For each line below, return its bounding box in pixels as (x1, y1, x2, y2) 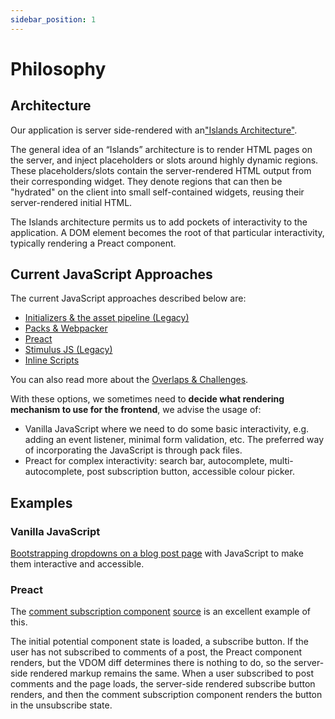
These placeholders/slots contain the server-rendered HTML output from (10, 164, 312, 176)
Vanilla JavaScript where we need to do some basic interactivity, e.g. (24, 423, 310, 435)
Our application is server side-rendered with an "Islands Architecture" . (10, 124, 298, 136)
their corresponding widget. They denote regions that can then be (10, 175, 283, 187)
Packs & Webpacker (24, 322, 108, 335)
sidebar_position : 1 (10, 14, 97, 25)
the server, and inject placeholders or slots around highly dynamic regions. (10, 154, 319, 166)
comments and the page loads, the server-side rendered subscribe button (10, 678, 316, 690)
